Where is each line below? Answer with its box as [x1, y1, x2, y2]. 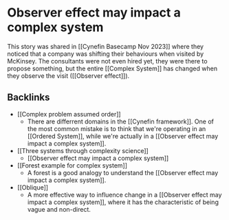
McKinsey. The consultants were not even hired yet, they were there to [7, 57, 208, 65]
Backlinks [7, 92, 50, 103]
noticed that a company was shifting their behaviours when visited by [7, 50, 204, 58]
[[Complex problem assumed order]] [17, 110, 122, 118]
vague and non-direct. [27, 205, 91, 213]
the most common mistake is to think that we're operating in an [27, 124, 206, 132]
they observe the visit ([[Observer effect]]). [7, 71, 130, 80]
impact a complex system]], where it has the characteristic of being [27, 198, 219, 206]
